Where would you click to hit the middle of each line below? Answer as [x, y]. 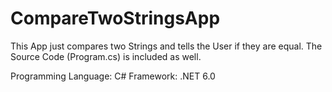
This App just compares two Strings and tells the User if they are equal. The [166, 46]
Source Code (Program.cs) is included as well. [106, 56]
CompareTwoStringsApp [115, 18]
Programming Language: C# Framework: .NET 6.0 [113, 76]
